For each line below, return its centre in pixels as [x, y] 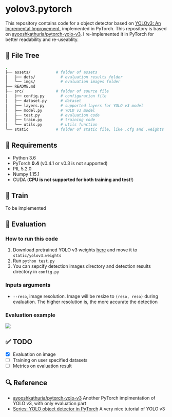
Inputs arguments [28, 285]
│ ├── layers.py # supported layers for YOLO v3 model [74, 106]
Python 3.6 [24, 157]
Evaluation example [30, 315]
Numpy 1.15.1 [26, 174]
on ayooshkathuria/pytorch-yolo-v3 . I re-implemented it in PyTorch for [80, 34]
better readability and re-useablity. [42, 39]
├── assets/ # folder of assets [51, 72]
